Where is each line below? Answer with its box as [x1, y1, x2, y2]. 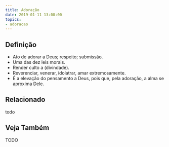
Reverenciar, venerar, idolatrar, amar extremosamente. [12, 70, 126, 76]
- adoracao [5, 21, 28, 27]
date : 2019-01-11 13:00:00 [5, 12, 62, 17]
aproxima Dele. [12, 81, 45, 87]
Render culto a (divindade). [12, 64, 70, 71]
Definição [5, 40, 37, 49]
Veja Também [5, 124, 50, 132]
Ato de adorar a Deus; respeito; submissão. [12, 54, 103, 60]
